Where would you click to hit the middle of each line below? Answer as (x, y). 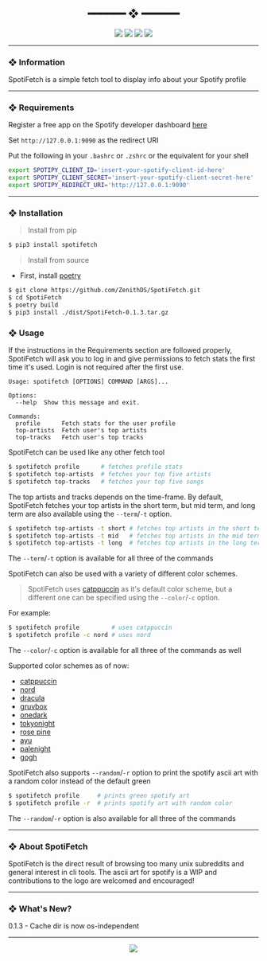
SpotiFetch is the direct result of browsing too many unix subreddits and (126, 864)
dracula (32, 698)
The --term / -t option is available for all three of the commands (111, 558)
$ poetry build (33, 305)
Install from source (58, 260)
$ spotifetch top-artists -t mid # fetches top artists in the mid (126, 536)
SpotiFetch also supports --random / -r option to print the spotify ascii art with (133, 773)
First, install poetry (50, 275)
